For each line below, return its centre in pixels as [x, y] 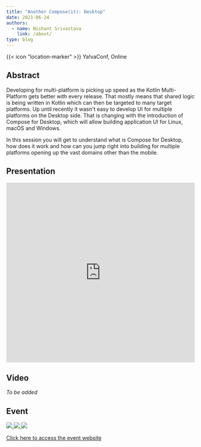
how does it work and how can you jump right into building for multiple [93, 146]
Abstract [23, 75]
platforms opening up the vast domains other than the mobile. [82, 152]
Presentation [31, 171]
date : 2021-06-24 [28, 17]
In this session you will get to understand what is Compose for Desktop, [95, 140]
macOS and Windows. [33, 128]
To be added [22, 392]
